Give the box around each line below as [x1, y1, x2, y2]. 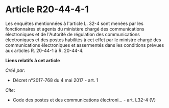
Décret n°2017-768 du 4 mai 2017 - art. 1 [12, 77, 99, 83]
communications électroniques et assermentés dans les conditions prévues [5, 42, 164, 48]
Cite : [5, 87, 15, 93]
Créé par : [5, 67, 26, 73]
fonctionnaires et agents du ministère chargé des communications [5, 25, 144, 32]
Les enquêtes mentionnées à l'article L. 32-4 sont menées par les [5, 20, 144, 26]
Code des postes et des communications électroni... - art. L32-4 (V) [12, 97, 156, 103]
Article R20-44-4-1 [5, 4, 89, 15]
